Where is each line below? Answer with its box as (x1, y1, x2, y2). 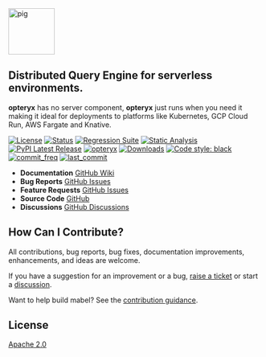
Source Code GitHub (19, 193, 90, 203)
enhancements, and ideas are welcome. (8, 255, 141, 265)
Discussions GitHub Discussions (19, 202, 130, 211)
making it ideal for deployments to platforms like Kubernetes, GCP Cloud (8, 111, 248, 121)
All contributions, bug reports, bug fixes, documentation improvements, (8, 247, 245, 256)
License (8, 318, 49, 332)
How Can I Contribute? (8, 225, 125, 240)
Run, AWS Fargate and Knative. (8, 120, 112, 129)
